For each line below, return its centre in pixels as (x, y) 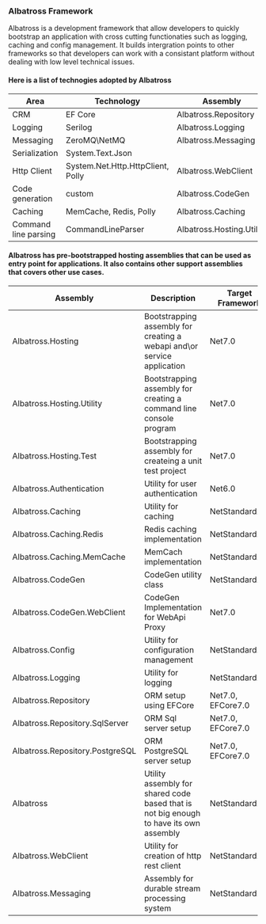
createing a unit (173, 461)
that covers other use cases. (56, 272)
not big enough (172, 813)
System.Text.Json (99, 153)
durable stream (172, 888)
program (160, 428)
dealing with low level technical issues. (72, 62)
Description (173, 298)
